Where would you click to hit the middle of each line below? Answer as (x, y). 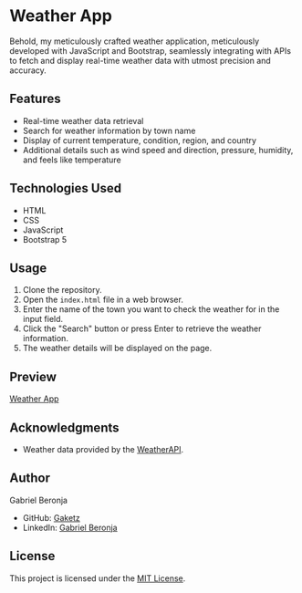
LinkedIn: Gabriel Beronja (70, 527)
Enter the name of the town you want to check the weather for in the (151, 309)
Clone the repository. (62, 290)
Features (35, 99)
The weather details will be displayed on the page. (117, 349)
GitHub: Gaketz (51, 517)
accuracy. (28, 70)
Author (30, 479)
